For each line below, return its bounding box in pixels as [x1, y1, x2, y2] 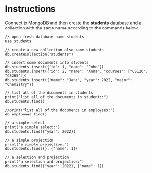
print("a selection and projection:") [5, 159, 84, 164]
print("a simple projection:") [5, 142, 69, 147]
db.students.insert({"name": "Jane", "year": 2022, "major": [5, 77, 133, 82]
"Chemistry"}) [5, 82, 34, 86]
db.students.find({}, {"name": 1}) [5, 146, 78, 151]
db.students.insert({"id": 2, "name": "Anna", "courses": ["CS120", [5, 69, 148, 74]
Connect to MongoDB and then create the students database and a [5, 20, 142, 26]
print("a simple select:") [5, 124, 60, 130]
